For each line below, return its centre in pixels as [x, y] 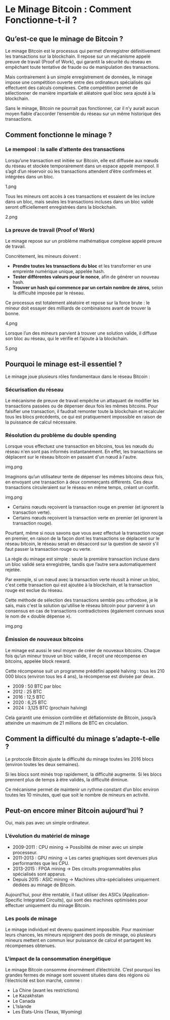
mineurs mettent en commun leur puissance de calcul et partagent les [78, 940]
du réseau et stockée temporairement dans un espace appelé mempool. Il [82, 166]
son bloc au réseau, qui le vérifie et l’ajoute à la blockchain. [67, 338]
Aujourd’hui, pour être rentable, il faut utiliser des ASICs [63, 894]
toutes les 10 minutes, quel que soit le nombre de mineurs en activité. [77, 795]
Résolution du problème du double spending [61, 435]
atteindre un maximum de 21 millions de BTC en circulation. [67, 723]
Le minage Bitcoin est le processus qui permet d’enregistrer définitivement [83, 51]
